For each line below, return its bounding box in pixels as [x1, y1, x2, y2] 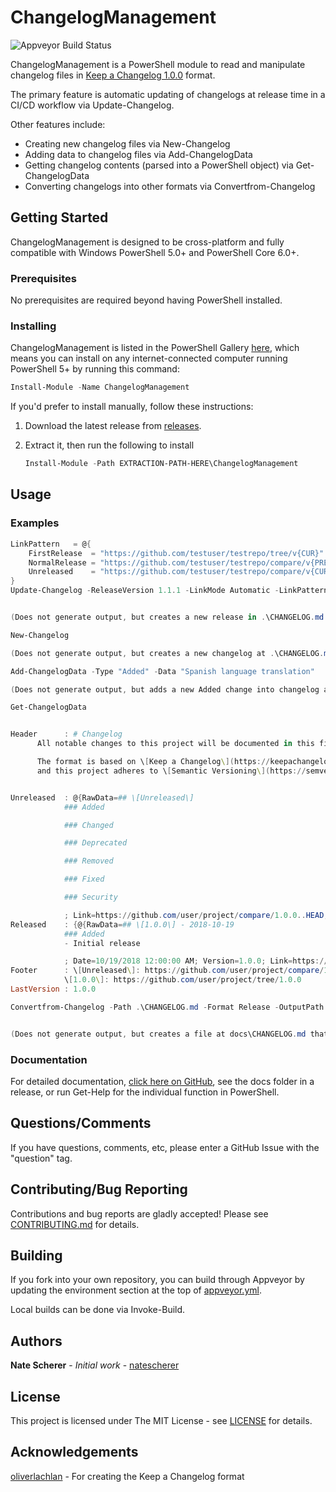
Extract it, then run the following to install [24, 439, 195, 451]
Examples [10, 516, 60, 530]
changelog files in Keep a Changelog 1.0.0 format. [10, 69, 216, 81]
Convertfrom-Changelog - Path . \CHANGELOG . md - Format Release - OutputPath [10, 1002, 325, 1012]
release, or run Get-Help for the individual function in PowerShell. [10, 1086, 280, 1098]
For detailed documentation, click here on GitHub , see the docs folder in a [10, 1075, 315, 1087]
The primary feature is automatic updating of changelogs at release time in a [10, 88, 326, 100]
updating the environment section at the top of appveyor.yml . [10, 1284, 262, 1296]
